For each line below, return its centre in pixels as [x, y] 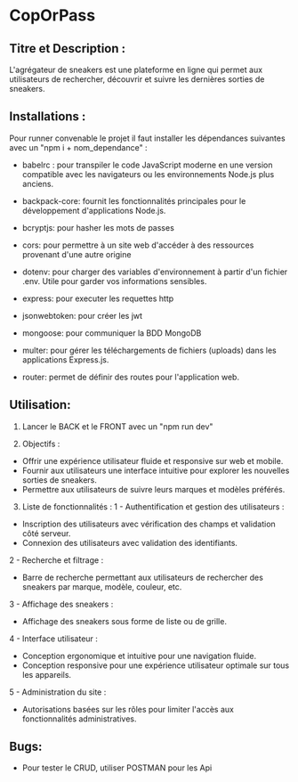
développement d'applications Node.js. [94, 210]
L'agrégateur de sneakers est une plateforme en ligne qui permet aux [136, 69]
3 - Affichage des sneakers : [61, 604]
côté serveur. [46, 533]
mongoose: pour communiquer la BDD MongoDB [112, 333]
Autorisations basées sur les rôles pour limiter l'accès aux [128, 709]
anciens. [38, 183]
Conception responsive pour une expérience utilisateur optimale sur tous [156, 665]
